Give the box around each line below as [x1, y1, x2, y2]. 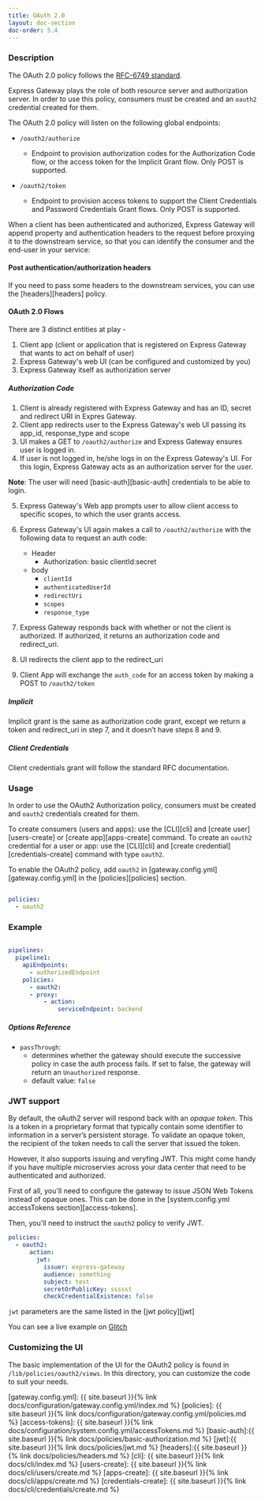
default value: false [31, 1076, 96, 1086]
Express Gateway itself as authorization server [19, 365, 171, 375]
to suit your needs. [8, 1377, 69, 1386]
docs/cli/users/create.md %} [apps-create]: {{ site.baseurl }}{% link [8, 1468, 229, 1477]
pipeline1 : [15, 954, 51, 962]
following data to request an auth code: [19, 533, 147, 543]
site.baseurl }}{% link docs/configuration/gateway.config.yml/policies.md [8, 1408, 247, 1418]
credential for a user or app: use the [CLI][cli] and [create [8, 841, 195, 851]
